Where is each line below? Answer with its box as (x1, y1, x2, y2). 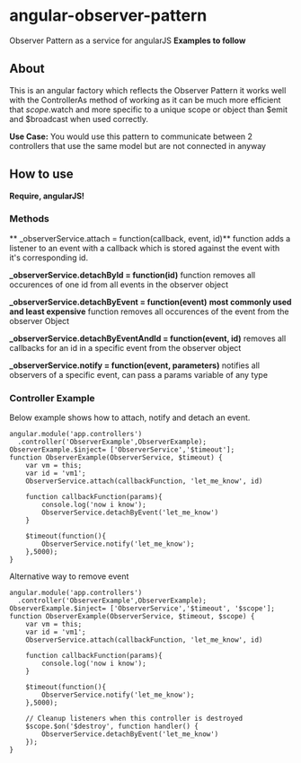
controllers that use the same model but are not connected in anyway (9, 140, 267, 151)
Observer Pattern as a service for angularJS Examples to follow (9, 35, 246, 46)
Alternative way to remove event (9, 571, 129, 582)
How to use (9, 167, 74, 182)
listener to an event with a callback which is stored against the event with (9, 242, 280, 253)
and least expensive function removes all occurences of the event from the (9, 306, 289, 317)
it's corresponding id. (9, 252, 88, 263)
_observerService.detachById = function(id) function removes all (9, 269, 256, 280)
